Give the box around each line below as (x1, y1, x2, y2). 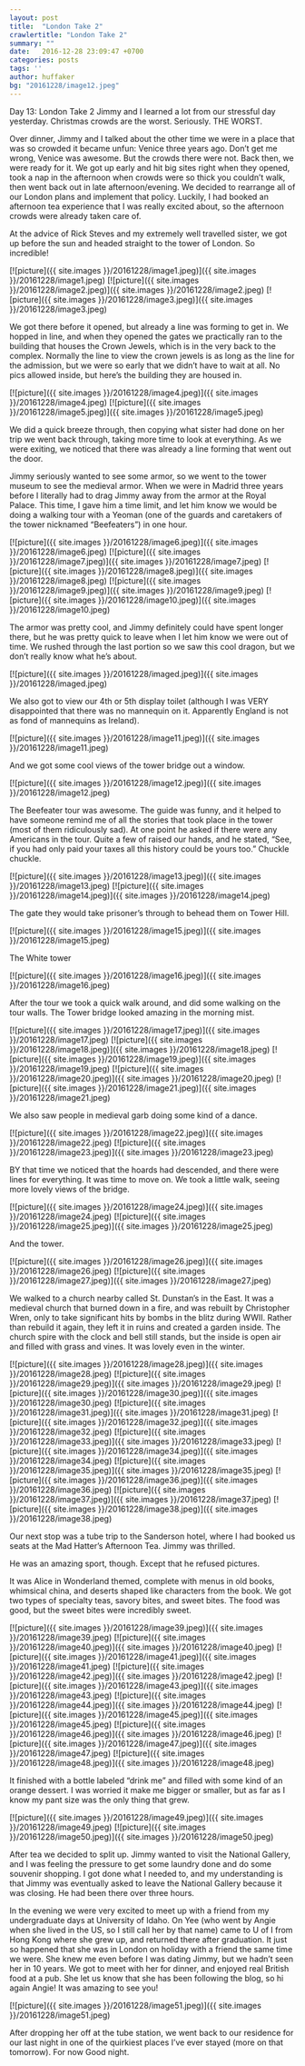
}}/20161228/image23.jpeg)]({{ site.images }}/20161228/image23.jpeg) (9, 1146, 274, 1157)
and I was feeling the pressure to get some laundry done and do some (9, 1858, 272, 1869)
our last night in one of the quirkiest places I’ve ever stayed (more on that (9, 2037, 284, 2048)
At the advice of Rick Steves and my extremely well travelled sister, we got (9, 228, 288, 239)
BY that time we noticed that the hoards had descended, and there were (9, 1164, 280, 1175)
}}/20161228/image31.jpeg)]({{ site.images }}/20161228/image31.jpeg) (9, 1406, 271, 1418)
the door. (9, 453, 44, 464)
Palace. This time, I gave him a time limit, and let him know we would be (9, 499, 278, 510)
